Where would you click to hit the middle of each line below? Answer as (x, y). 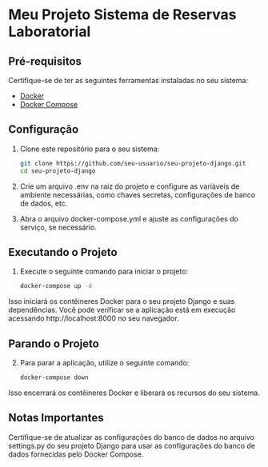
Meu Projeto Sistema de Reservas (122, 15)
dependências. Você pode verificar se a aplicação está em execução (122, 310)
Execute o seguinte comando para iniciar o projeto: (104, 271)
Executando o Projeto (63, 252)
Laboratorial (50, 32)
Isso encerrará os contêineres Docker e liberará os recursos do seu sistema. (134, 393)
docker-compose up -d (56, 286)
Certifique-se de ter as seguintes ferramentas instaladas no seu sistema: (128, 80)
